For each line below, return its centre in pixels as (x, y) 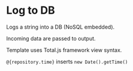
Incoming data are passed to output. (51, 38)
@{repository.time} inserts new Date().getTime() (67, 61)
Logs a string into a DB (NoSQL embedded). (61, 27)
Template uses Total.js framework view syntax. (64, 50)
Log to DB (31, 10)
